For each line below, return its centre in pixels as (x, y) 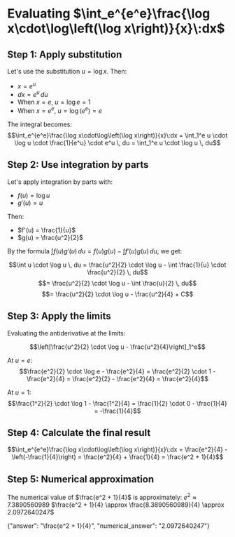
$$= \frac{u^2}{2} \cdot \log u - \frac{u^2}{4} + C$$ (117, 294)
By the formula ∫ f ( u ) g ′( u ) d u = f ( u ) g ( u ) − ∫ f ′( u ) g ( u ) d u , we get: (95, 251)
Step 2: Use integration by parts (78, 165)
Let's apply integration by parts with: (60, 182)
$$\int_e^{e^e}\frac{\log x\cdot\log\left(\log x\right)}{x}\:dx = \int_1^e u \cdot (117, 135)
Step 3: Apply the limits (59, 316)
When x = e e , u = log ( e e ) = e (60, 110)
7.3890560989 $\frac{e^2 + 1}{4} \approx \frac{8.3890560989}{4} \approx (116, 505)
